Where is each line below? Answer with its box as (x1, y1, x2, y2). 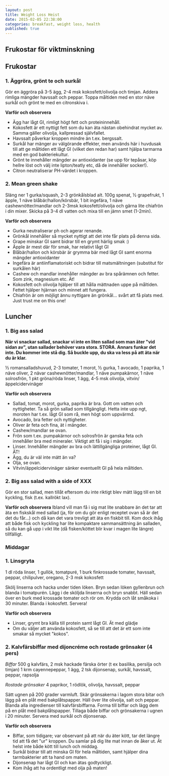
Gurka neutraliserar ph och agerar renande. (12, 227, 103, 233)
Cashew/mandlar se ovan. (12, 427, 67, 433)
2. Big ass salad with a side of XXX (5, 478, 92, 485)
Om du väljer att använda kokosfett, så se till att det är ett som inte (12, 625, 150, 631)
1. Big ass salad (5, 327, 43, 334)
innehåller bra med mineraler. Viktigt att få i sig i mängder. (12, 438, 133, 444)
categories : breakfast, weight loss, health (5, 21, 100, 27)
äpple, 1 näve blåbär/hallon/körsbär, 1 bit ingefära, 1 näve (5, 197, 123, 203)
